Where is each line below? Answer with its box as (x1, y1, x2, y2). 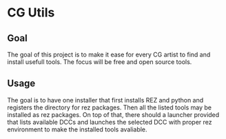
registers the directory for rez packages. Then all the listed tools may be (7, 103, 212, 111)
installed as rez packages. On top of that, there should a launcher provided (7, 110, 220, 118)
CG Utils (7, 5, 55, 21)
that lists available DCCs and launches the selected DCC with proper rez (7, 118, 212, 126)
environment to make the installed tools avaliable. (7, 125, 147, 133)
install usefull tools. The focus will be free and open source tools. (7, 58, 192, 66)
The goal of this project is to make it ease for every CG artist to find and (7, 50, 211, 58)
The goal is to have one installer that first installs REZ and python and (7, 96, 204, 104)
